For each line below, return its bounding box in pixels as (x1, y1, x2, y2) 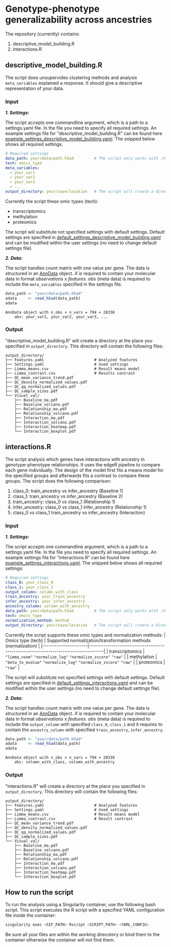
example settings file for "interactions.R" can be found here (5, 554, 130, 560)
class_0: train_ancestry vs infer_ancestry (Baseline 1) (12, 488, 124, 494)
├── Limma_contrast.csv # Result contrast (5, 816, 133, 821)
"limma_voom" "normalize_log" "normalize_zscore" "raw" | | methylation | (5, 654, 157, 660)
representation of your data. (5, 85, 64, 91)
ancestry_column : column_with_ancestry (5, 604, 90, 609)
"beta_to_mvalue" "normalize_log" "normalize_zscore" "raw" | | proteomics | (5, 659, 165, 665)
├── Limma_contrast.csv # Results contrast (5, 370, 136, 376)
